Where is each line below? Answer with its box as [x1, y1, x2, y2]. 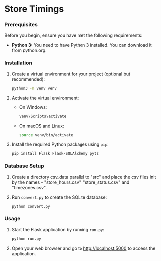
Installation [4, 59, 33, 66]
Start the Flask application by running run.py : [11, 226, 105, 232]
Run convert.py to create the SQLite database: [11, 194, 107, 200]
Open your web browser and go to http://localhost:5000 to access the [11, 245, 156, 251]
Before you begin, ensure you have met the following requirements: [4, 32, 143, 38]
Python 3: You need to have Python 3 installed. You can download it [11, 42, 152, 48]
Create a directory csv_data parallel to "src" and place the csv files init [11, 174, 156, 180]
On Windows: [19, 104, 47, 110]
